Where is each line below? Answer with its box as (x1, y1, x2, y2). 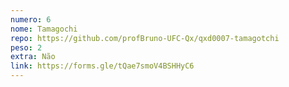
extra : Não (10, 52, 56, 62)
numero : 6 (10, 14, 52, 25)
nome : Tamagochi (10, 24, 78, 34)
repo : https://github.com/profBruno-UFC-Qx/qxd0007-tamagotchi (10, 33, 280, 43)
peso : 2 (10, 42, 43, 53)
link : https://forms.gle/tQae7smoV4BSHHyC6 (10, 61, 195, 71)
